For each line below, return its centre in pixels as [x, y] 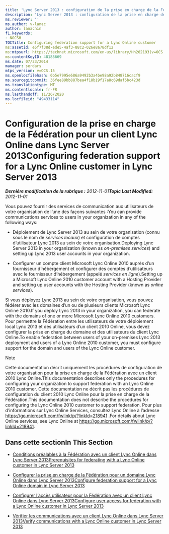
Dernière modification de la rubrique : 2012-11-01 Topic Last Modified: [79, 191]
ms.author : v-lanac [26, 24]
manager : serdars [23, 66]
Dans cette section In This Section [59, 442]
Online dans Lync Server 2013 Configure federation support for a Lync [84, 480]
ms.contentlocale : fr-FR [31, 89]
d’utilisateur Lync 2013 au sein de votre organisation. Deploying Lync [83, 243]
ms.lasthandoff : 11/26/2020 [35, 94]
